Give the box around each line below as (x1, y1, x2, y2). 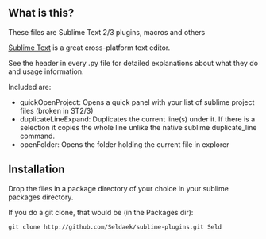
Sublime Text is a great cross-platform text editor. (8, 43, 171, 52)
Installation (8, 163, 65, 176)
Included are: (8, 82, 52, 91)
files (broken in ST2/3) (19, 106, 94, 115)
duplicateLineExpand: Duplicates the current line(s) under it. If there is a (19, 114, 256, 124)
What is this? (8, 6, 75, 20)
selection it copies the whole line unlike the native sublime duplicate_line (19, 122, 257, 132)
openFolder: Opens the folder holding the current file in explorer (19, 139, 229, 149)
